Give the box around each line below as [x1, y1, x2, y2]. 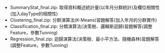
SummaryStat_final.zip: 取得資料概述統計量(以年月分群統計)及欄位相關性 [10, 5, 160, 10]
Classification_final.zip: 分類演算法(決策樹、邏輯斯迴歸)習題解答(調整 [10, 23, 153, 29]
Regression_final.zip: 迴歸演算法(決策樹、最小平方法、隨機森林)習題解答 [10, 36, 159, 42]
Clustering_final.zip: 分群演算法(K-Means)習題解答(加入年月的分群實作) [10, 17, 157, 23]
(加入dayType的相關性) [10, 11, 58, 17]
